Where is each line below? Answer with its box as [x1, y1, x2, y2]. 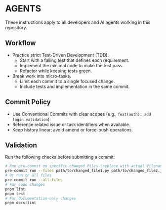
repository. [5, 24, 27, 30]
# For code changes [5, 182, 45, 187]
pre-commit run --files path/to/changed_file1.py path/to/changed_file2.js [5, 168, 165, 173]
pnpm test [5, 191, 26, 196]
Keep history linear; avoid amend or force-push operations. [12, 126, 133, 132]
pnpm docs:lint [5, 201, 37, 206]
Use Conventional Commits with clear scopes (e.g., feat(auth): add [12, 111, 151, 117]
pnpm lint [5, 186, 26, 192]
